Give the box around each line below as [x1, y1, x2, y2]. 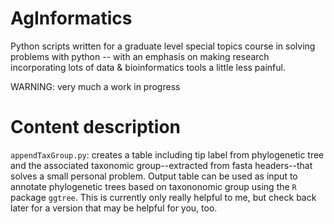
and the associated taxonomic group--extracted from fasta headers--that [10, 159, 313, 171]
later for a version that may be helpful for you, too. [10, 202, 218, 214]
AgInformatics [10, 7, 133, 30]
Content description [10, 116, 181, 139]
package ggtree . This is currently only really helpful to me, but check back [10, 191, 317, 203]
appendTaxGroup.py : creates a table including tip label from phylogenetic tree [10, 148, 325, 161]
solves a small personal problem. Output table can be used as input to [10, 170, 298, 182]
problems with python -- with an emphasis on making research [10, 50, 270, 62]
